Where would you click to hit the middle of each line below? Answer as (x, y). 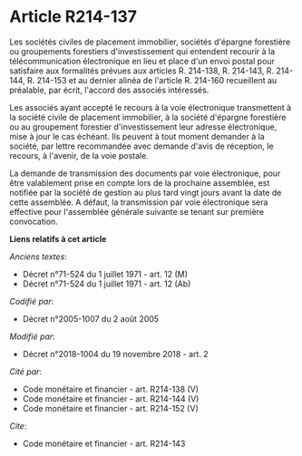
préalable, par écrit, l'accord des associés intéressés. (109, 90)
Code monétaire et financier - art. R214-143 (104, 443)
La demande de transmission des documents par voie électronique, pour (145, 173)
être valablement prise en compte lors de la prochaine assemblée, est (140, 182)
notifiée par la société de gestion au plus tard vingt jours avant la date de (146, 192)
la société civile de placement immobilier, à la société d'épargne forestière (148, 117)
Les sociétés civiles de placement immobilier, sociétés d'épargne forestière (150, 42)
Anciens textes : (39, 257)
